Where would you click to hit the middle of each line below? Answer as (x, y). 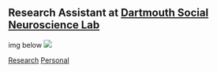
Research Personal (39, 60)
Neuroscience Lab (54, 25)
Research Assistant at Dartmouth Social (108, 13)
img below (25, 45)
